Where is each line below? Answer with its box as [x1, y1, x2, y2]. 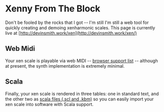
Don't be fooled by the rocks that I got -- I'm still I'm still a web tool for [5, 19, 149, 25]
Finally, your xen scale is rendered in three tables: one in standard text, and [5, 91, 159, 97]
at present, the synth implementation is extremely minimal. [5, 63, 125, 69]
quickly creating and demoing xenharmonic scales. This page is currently [5, 24, 156, 30]
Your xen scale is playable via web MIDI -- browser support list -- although [5, 58, 158, 64]
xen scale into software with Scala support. [5, 101, 93, 107]
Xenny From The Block [5, 3, 100, 14]
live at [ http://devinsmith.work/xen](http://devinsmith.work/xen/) [5, 30, 137, 36]
